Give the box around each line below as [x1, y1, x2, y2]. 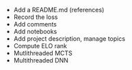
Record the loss [13, 13, 58, 21]
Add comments [13, 20, 57, 28]
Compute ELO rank [13, 42, 67, 50]
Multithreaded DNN [13, 56, 68, 64]
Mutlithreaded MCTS [13, 49, 73, 57]
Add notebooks [13, 27, 57, 35]
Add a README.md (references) [13, 6, 105, 14]
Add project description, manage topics [13, 35, 125, 43]
